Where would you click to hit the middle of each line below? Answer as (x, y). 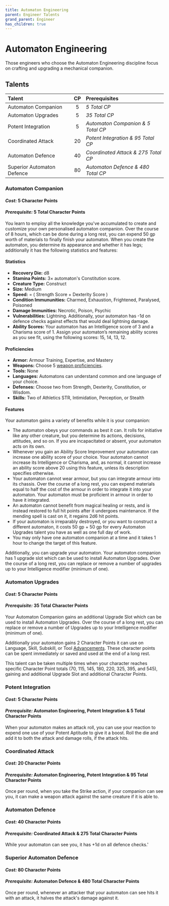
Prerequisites (102, 98)
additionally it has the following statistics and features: (62, 250)
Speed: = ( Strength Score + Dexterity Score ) (60, 294)
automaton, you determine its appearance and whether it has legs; (74, 245)
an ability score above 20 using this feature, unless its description (81, 468)
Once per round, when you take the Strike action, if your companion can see (84, 791)
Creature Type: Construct (39, 283)
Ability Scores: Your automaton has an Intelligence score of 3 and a (83, 326)
